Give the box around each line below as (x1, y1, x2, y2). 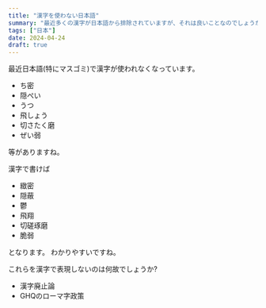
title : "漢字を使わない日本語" (8, 11, 100, 20)
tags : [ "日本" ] (8, 26, 56, 34)
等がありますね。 (8, 148, 64, 157)
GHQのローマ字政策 (19, 291, 85, 301)
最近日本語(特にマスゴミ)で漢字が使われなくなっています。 (8, 64, 199, 74)
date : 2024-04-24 (8, 33, 66, 42)
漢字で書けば (8, 164, 50, 174)
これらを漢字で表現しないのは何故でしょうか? (8, 264, 158, 274)
